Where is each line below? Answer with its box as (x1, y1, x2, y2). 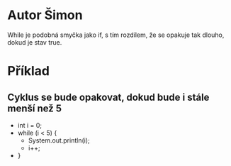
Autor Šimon (7, 7, 83, 23)
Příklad (7, 63, 50, 79)
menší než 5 (7, 102, 62, 114)
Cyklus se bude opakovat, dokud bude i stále (7, 91, 210, 103)
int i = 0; (17, 121, 43, 129)
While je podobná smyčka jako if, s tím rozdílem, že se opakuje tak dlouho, (7, 31, 225, 39)
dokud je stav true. (7, 38, 62, 46)
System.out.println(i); (28, 135, 90, 145)
